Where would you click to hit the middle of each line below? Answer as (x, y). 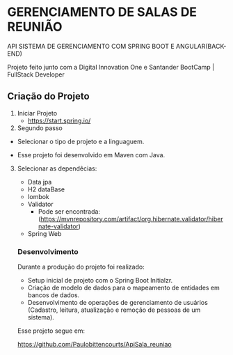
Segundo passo (40, 128)
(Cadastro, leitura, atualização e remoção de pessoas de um (114, 310)
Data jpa (40, 182)
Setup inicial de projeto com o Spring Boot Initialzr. (100, 281)
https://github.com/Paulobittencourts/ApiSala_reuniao (94, 345)
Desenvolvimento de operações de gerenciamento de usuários (118, 303)
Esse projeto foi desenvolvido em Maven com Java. (91, 155)
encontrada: (83, 211)
